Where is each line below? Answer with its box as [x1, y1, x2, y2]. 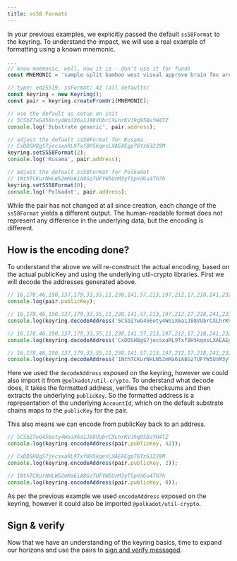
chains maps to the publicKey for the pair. [7, 406, 128, 415]
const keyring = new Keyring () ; [7, 91, 102, 98]
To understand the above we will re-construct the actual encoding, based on [7, 263, 230, 271]
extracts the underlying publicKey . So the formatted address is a [7, 391, 195, 400]
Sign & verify [7, 519, 65, 531]
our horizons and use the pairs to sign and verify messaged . [7, 545, 182, 555]
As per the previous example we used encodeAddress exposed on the [7, 492, 207, 500]
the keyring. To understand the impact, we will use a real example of [7, 37, 206, 46]
